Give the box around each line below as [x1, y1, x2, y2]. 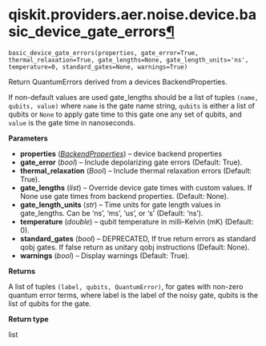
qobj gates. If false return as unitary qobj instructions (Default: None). [19, 242, 250, 252]
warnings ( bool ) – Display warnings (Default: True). [19, 250, 190, 260]
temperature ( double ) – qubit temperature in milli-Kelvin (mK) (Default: [19, 217, 254, 226]
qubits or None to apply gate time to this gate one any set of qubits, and [8, 109, 242, 119]
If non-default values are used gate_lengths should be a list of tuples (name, [8, 92, 259, 101]
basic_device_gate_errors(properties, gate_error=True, [8, 49, 199, 57]
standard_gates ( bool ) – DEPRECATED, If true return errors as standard [19, 233, 256, 243]
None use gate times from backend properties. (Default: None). [19, 191, 229, 201]
